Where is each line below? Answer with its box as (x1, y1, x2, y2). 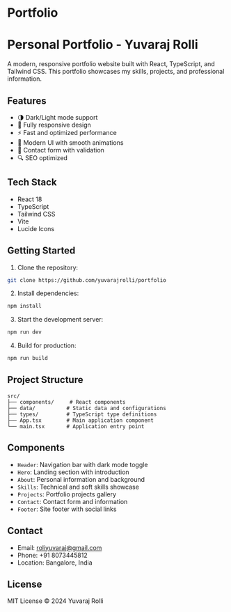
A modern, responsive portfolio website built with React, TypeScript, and (7, 60, 216, 68)
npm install (7, 303, 42, 310)
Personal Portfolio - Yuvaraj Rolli (7, 37, 198, 53)
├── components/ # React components (7, 398, 127, 405)
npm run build (7, 355, 49, 362)
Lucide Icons (17, 224, 54, 233)
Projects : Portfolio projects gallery (17, 489, 117, 499)
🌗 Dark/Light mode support (17, 113, 98, 121)
